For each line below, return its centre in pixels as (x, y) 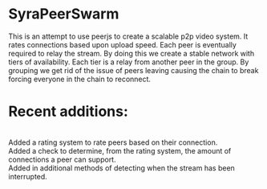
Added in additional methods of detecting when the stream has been (121, 168)
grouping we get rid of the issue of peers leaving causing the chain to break (133, 70)
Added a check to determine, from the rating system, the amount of (120, 150)
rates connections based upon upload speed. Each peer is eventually (122, 44)
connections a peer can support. (62, 159)
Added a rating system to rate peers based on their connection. (113, 142)
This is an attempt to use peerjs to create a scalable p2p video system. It (128, 36)
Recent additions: (68, 111)
